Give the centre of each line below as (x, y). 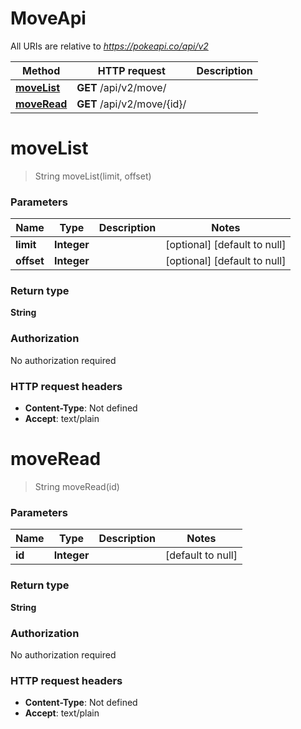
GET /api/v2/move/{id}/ (131, 104)
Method (41, 70)
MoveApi (48, 18)
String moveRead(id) (77, 486)
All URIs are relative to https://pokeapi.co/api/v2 (109, 46)
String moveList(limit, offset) (93, 176)
